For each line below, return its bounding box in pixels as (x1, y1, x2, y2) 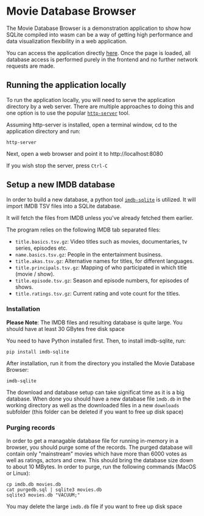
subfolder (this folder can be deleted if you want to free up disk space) (6, 408, 184, 415)
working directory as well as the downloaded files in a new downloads (6, 401, 180, 409)
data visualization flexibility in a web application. (6, 37, 128, 45)
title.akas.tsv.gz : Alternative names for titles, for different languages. (15, 257, 194, 264)
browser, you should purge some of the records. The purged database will (6, 444, 193, 451)
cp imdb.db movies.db (6, 481, 62, 488)
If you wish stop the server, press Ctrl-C (6, 162, 108, 169)
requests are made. (6, 62, 55, 70)
